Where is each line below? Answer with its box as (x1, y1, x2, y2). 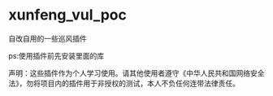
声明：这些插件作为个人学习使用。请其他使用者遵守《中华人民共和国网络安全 (8, 68, 265, 78)
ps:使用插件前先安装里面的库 (8, 50, 104, 60)
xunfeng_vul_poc (8, 6, 128, 24)
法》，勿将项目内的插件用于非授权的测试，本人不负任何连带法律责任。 (8, 78, 240, 88)
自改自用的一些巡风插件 (8, 33, 87, 43)
